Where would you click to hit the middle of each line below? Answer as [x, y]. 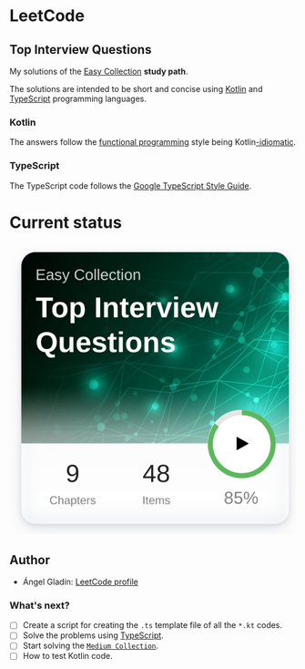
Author [30, 560]
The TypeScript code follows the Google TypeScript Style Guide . [131, 185]
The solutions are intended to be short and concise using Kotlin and [136, 89]
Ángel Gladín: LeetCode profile [80, 582]
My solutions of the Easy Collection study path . [99, 71]
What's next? [40, 605]
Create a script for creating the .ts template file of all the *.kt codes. [152, 625]
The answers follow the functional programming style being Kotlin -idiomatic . [153, 142]
